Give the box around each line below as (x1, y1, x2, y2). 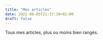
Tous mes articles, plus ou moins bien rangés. (5, 30, 99, 36)
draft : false (5, 16, 32, 21)
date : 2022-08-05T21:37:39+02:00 (5, 12, 74, 17)
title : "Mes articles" (5, 7, 52, 12)
